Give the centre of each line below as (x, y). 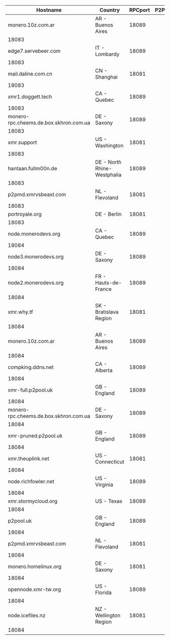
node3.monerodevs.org (36, 257)
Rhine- (104, 168)
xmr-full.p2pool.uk (30, 390)
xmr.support (22, 142)
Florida (104, 593)
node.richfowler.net (31, 481)
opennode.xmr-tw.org (34, 589)
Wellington (108, 615)
